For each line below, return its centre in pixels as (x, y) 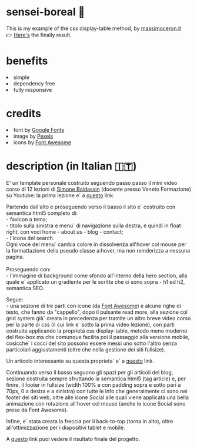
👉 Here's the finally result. (39, 35)
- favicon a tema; (27, 219)
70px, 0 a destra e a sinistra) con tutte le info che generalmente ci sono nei (97, 391)
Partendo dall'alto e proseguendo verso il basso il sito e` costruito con (91, 207)
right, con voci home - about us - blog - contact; (65, 231)
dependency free (34, 83)
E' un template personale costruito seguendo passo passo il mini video (92, 182)
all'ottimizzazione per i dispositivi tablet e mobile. (66, 427)
